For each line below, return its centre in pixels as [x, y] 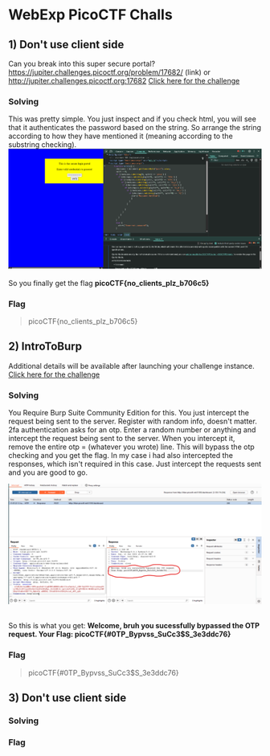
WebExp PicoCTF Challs [90, 15]
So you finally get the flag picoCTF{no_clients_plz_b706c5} [109, 283]
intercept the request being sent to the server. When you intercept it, [122, 439]
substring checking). [43, 145]
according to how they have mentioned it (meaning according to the [121, 136]
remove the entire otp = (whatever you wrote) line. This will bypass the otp [131, 447]
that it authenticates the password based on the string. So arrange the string [135, 128]
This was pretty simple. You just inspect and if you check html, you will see [133, 119]
